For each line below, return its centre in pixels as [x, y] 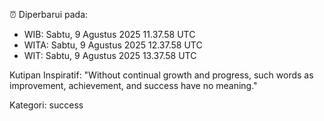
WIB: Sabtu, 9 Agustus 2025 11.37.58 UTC [109, 34]
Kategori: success [46, 105]
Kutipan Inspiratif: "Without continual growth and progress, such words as [161, 75]
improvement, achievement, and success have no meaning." [133, 85]
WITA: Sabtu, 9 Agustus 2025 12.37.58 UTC [113, 45]
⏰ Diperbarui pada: [49, 14]
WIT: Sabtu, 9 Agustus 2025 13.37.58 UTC [110, 55]
